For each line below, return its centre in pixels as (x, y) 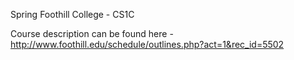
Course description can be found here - (92, 33)
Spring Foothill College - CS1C (72, 14)
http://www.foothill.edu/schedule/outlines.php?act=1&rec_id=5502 (147, 44)
